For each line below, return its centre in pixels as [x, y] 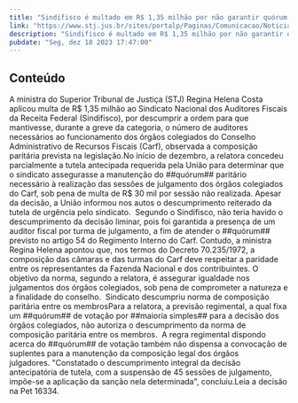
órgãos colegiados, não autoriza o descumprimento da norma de [128, 325]
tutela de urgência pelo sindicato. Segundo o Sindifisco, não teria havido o [146, 213]
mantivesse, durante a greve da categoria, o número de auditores [129, 128]
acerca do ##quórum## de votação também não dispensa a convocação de [148, 344]
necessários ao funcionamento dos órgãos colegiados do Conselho [133, 137]
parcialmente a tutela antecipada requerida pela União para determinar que [147, 166]
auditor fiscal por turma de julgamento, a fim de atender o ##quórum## [140, 231]
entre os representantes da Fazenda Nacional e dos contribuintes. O [134, 269]
